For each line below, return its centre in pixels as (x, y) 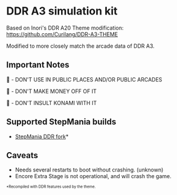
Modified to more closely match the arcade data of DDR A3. (81, 46)
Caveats (22, 155)
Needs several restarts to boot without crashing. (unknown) (89, 170)
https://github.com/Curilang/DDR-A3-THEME (62, 34)
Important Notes (38, 65)
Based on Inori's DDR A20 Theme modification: (65, 28)
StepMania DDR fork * (42, 136)
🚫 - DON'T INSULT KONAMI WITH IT (52, 103)
